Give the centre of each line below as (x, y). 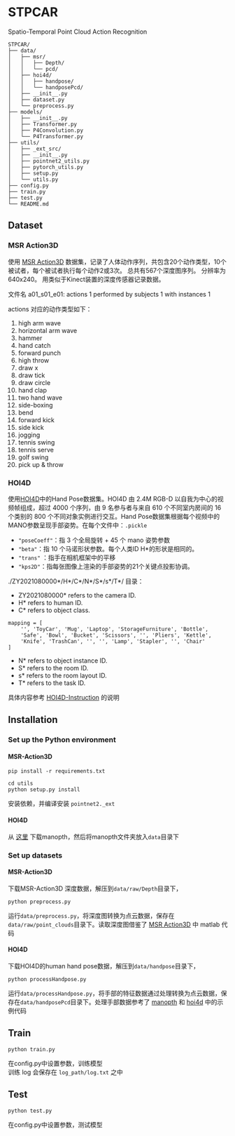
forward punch (40, 353)
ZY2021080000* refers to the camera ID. (77, 595)
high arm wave (40, 323)
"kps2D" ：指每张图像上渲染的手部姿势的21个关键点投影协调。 (106, 566)
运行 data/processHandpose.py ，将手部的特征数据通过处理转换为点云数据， (114, 993)
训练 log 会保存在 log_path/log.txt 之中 (65, 1072)
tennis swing (36, 442)
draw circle (34, 382)
